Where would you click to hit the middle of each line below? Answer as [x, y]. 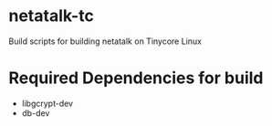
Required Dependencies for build [136, 78]
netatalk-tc [52, 16]
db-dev [36, 113]
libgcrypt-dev [47, 103]
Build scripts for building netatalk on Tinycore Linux [105, 41]
